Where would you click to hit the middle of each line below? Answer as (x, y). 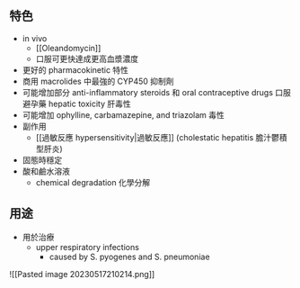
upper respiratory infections (87, 247)
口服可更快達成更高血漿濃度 (87, 58)
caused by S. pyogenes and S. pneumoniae (129, 256)
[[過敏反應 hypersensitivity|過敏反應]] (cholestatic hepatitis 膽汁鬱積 (161, 137)
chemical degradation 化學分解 (93, 182)
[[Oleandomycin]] (68, 48)
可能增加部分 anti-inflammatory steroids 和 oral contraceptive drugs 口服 (157, 92)
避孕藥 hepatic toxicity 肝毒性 (77, 103)
